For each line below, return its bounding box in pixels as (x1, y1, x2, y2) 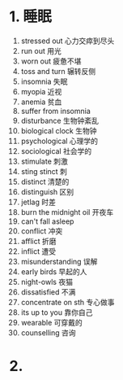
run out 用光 (20, 46, 61, 55)
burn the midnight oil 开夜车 (20, 207, 114, 216)
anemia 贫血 (20, 97, 62, 107)
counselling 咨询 (20, 327, 76, 338)
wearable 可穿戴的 (20, 317, 83, 327)
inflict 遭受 (20, 246, 56, 256)
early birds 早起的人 (20, 266, 87, 277)
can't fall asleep (20, 216, 74, 226)
